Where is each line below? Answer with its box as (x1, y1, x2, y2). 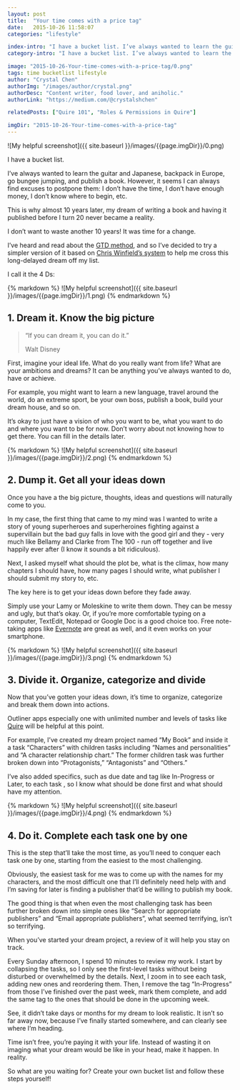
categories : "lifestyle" (7, 30, 81, 38)
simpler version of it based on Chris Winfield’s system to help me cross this (7, 249, 229, 257)
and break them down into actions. (7, 701, 109, 709)
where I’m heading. (7, 1024, 64, 1033)
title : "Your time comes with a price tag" (7, 17, 142, 24)
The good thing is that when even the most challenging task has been (7, 899, 213, 908)
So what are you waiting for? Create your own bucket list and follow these (7, 1067, 225, 1076)
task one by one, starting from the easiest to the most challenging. (7, 856, 203, 865)
